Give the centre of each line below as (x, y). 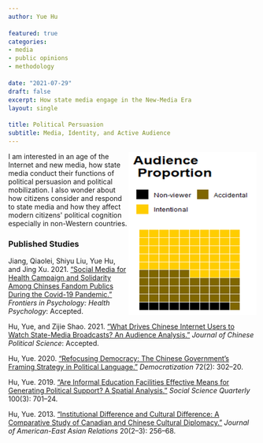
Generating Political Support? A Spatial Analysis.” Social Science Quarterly (129, 391)
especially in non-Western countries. (68, 223)
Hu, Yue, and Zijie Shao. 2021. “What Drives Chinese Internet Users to (121, 326)
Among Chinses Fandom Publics (61, 286)
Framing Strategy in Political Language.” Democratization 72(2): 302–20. (126, 367)
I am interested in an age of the (59, 156)
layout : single (33, 108)
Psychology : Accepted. (46, 311)
